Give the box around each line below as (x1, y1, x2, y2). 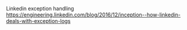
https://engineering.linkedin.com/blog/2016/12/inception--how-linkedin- (6, 11, 181, 18)
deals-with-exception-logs (6, 18, 71, 24)
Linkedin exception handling (6, 5, 75, 12)
